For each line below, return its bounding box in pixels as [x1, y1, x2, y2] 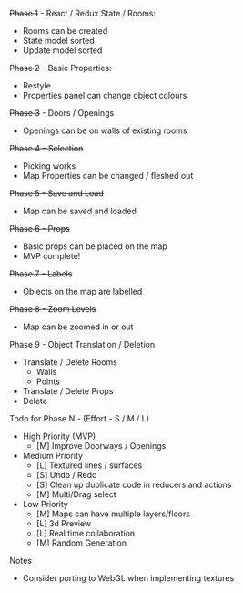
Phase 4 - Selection [9, 143, 84, 153]
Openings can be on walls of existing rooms [22, 125, 188, 136]
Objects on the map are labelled [22, 286, 143, 296]
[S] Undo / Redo [35, 470, 97, 480]
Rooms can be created [22, 26, 108, 36]
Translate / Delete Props [22, 386, 114, 396]
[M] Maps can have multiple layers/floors [35, 508, 191, 519]
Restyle [22, 80, 52, 90]
